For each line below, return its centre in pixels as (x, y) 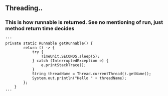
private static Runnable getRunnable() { (49, 43)
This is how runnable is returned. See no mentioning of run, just (84, 22)
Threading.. (24, 8)
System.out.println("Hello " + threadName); (79, 78)
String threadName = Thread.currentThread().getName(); (92, 74)
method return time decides (40, 28)
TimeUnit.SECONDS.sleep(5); (70, 56)
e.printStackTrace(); (63, 65)
